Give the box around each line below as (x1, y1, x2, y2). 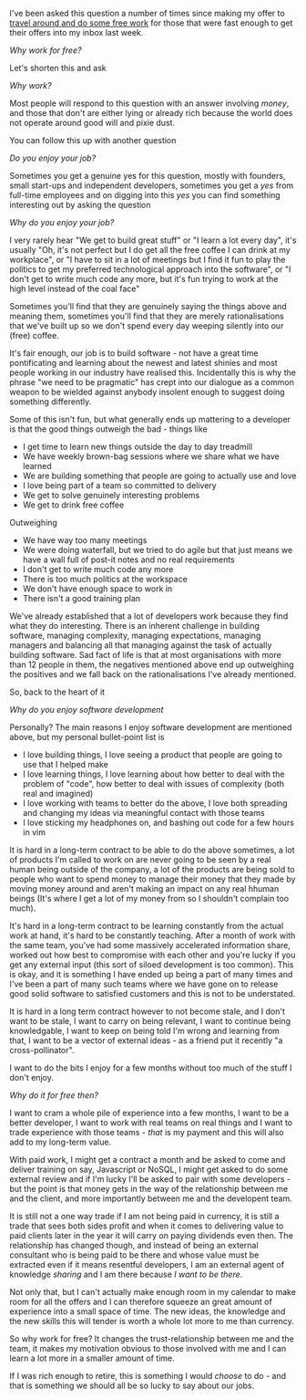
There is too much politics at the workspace (22, 574, 189, 584)
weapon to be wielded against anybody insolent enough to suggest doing (9, 387, 285, 397)
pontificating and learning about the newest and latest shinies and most (9, 358, 278, 368)
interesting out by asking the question (9, 200, 152, 210)
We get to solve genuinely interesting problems (22, 490, 200, 500)
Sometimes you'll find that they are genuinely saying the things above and (9, 301, 287, 311)
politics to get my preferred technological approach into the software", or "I (9, 264, 291, 275)
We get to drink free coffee (22, 499, 125, 510)
